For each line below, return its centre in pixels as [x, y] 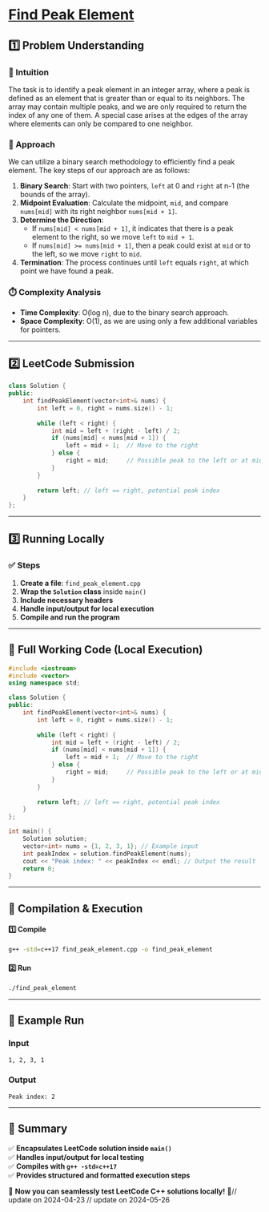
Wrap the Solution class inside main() [83, 592]
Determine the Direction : [62, 220]
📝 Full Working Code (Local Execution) [106, 650]
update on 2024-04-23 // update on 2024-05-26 [89, 1199]
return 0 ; [39, 869]
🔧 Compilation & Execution [76, 909]
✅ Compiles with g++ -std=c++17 [63, 1166]
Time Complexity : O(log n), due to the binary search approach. [124, 313]
